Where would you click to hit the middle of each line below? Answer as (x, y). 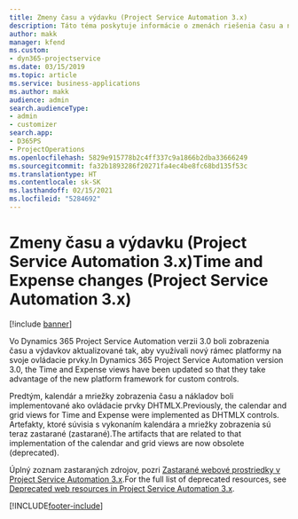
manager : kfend (37, 42)
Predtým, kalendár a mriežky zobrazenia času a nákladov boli (122, 396)
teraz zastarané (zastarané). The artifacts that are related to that (125, 433)
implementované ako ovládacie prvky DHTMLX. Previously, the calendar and (148, 405)
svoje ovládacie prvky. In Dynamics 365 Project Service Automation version (146, 359)
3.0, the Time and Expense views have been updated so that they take (137, 369)
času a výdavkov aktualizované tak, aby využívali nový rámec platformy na (145, 350)
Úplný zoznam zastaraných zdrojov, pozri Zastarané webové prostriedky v (145, 469)
